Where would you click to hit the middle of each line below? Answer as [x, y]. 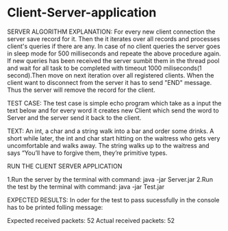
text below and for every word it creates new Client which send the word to [113, 110]
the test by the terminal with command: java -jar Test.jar [86, 186]
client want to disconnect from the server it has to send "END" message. [110, 82]
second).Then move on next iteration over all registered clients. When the [111, 75]
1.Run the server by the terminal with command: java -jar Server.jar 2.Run [110, 179]
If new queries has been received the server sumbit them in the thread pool [113, 60]
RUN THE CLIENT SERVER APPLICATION [65, 166]
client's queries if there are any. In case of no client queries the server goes [114, 46]
